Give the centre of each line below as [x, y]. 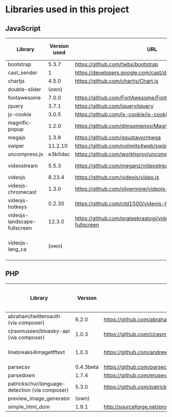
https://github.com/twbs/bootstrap [117, 64]
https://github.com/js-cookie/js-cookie [123, 114]
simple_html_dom [29, 407]
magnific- [20, 123]
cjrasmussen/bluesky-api [39, 331]
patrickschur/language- [37, 384]
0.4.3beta [87, 367]
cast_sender [23, 73]
